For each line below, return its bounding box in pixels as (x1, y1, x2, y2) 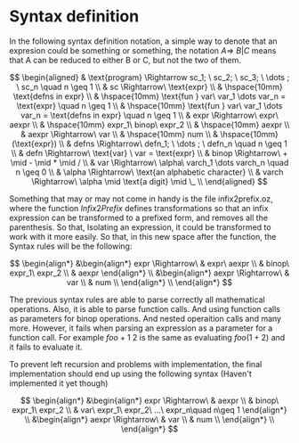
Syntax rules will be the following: (9, 241, 133, 251)
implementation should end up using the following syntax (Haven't (9, 368, 252, 379)
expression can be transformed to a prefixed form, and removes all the (9, 212, 269, 223)
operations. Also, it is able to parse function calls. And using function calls (9, 303, 280, 314)
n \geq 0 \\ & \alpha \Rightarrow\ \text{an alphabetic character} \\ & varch (15, 167, 284, 177)
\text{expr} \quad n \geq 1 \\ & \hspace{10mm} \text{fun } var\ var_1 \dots (16, 100, 283, 111)
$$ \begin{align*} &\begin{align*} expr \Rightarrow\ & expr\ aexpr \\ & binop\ (9, 258, 290, 268)
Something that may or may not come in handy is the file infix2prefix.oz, (9, 193, 273, 204)
